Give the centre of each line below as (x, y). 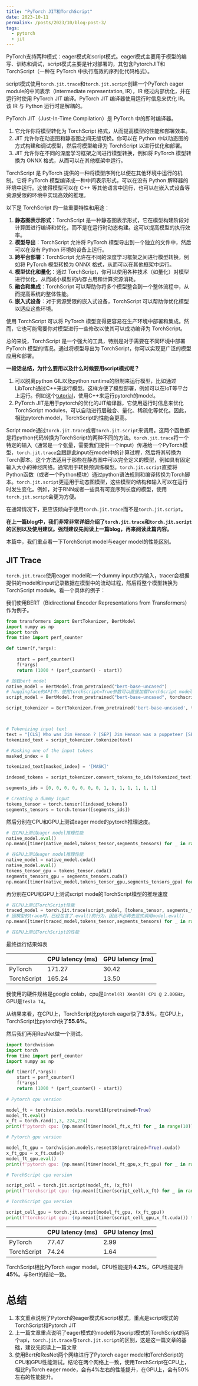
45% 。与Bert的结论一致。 (38, 1274)
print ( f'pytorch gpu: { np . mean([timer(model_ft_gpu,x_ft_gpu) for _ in (96, 1164)
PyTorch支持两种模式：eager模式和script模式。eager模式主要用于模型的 (94, 56)
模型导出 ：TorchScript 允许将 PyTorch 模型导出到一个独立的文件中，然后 (103, 242)
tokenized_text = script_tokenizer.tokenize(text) (70, 740)
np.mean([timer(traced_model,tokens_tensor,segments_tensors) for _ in (96, 922)
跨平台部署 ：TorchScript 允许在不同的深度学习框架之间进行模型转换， (99, 257)
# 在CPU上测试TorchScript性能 (40, 905)
